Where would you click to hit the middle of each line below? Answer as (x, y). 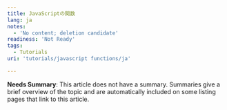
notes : (17, 26)
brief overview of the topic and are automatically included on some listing (111, 91)
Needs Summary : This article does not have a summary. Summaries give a (114, 84)
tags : (15, 46)
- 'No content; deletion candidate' (66, 33)
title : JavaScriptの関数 (41, 13)
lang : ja (20, 20)
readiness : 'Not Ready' (41, 39)
